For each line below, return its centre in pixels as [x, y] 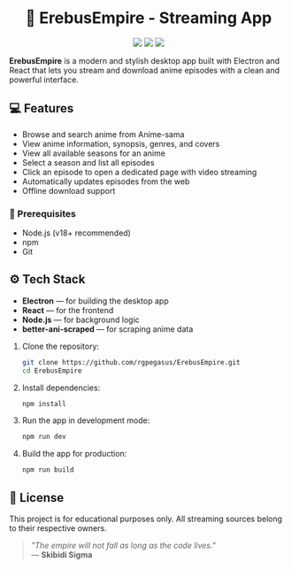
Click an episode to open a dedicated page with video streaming [139, 172]
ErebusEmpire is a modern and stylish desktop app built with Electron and [145, 60]
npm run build [48, 470]
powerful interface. [44, 80]
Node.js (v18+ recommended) [76, 233]
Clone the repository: [61, 346]
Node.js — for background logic [80, 319]
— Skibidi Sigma [61, 555]
